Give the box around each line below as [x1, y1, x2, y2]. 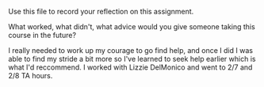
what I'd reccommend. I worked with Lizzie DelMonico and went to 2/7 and [8, 62, 253, 72]
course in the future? [8, 31, 77, 40]
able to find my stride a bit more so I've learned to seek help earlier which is [8, 55, 256, 63]
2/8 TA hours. [8, 71, 53, 80]
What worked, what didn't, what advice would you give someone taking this [8, 22, 255, 31]
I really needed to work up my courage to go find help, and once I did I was [8, 46, 254, 55]
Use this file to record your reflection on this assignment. [8, 7, 194, 16]
